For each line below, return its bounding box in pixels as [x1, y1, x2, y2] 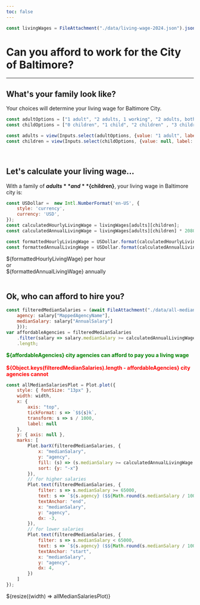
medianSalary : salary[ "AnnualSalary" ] [17, 318, 113, 324]
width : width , [17, 393, 52, 399]
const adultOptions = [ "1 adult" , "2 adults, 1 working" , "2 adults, [6, 116, 183, 122]
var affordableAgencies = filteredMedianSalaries [6, 329, 132, 335]
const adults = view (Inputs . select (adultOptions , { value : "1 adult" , [6, 133, 183, 139]
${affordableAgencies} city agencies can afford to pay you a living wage [6, 351, 189, 358]
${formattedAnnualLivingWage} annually [6, 268, 106, 275]
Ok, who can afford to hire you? [6, 291, 125, 302]
